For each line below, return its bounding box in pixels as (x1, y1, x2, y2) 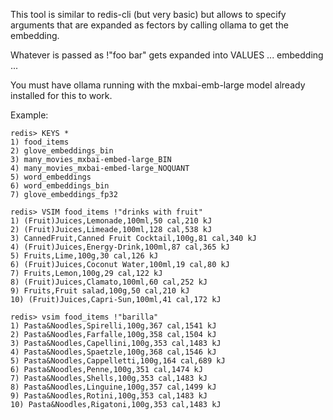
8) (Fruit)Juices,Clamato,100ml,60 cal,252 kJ (10, 277, 208, 287)
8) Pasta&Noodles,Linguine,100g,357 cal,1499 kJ (10, 382, 217, 392)
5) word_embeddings (10, 172, 92, 182)
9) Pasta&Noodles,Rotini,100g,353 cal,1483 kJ (10, 391, 208, 401)
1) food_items (10, 137, 70, 147)
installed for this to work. (10, 90, 113, 101)
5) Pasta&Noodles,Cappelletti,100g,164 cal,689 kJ (10, 356, 226, 366)
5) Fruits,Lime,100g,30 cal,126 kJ (10, 251, 159, 261)
